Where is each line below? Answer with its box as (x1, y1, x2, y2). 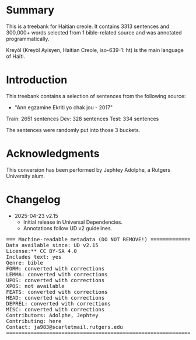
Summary (6, 4, 54, 17)
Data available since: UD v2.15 (6, 242, 99, 248)
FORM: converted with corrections (6, 265, 105, 272)
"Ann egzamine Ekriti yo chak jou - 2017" (14, 103, 113, 111)
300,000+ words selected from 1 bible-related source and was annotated (6, 29, 182, 36)
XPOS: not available (6, 283, 65, 289)
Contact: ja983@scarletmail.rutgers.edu (6, 324, 124, 330)
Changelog (6, 193, 61, 206)
